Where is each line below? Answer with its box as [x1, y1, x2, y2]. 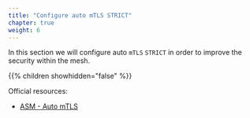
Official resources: [8, 87, 69, 96]
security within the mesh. [8, 56, 91, 65]
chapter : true [8, 19, 55, 27]
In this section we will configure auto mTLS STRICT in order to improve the [8, 48, 243, 57]
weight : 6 [8, 26, 41, 34]
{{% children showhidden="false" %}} [8, 72, 132, 81]
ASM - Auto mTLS [19, 101, 79, 111]
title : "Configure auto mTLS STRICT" [8, 11, 132, 20]
